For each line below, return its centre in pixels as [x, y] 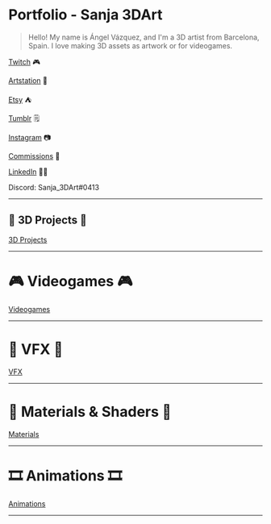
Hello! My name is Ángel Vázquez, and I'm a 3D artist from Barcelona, [144, 37]
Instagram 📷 [30, 137]
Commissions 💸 [34, 156]
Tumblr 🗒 [24, 118]
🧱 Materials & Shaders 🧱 [90, 412]
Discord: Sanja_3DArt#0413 [54, 187]
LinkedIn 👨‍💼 [28, 172]
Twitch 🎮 [24, 61]
